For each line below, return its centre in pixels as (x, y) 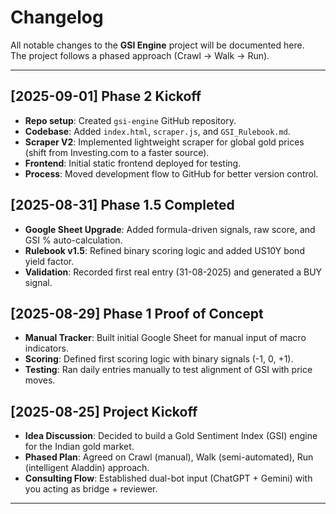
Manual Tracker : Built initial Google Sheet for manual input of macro (165, 338)
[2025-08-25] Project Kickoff (104, 411)
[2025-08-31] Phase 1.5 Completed (122, 205)
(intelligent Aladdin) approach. (87, 468)
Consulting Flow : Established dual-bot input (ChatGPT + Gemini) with (168, 478)
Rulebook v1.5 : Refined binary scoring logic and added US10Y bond (164, 250)
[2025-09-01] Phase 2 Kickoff (106, 96)
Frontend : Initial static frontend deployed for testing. (133, 163)
